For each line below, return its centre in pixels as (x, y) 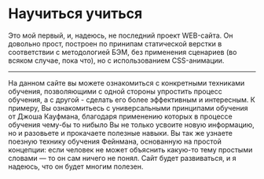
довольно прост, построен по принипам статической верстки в (115, 43)
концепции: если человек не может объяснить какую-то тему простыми (130, 149)
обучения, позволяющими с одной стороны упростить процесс (115, 91)
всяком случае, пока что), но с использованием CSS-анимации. (116, 60)
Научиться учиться (75, 14)
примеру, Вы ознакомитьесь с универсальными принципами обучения (128, 108)
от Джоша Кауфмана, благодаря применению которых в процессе (121, 116)
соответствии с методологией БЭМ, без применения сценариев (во (123, 52)
